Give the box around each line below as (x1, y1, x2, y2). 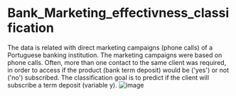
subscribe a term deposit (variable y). (7, 80, 117, 89)
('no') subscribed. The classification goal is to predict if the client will (7, 73, 210, 82)
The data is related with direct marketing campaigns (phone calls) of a (7, 43, 213, 52)
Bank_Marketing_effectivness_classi (7, 5, 230, 21)
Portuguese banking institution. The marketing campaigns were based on (7, 51, 222, 59)
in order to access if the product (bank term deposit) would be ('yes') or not (7, 66, 230, 74)
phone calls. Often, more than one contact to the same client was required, (7, 58, 227, 66)
